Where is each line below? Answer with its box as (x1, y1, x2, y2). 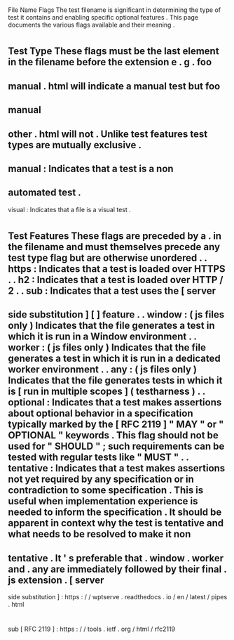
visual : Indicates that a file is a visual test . (8, 205, 132, 214)
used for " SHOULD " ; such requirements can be (8, 440, 225, 452)
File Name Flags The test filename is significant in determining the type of (8, 6, 221, 14)
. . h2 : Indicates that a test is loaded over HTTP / (8, 273, 223, 286)
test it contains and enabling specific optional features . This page (8, 13, 199, 22)
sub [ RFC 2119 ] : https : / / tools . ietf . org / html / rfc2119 (8, 625, 176, 634)
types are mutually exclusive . (8, 139, 142, 151)
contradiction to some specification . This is (8, 484, 204, 497)
